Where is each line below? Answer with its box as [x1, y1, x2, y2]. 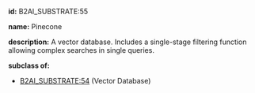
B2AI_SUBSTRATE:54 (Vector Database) [19, 76, 151, 85]
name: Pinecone [8, 22, 63, 31]
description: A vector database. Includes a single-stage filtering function [8, 37, 247, 46]
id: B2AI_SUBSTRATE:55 [8, 7, 89, 16]
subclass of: [8, 61, 50, 70]
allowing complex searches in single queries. [8, 46, 154, 54]
